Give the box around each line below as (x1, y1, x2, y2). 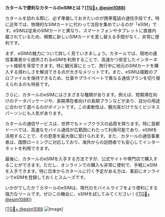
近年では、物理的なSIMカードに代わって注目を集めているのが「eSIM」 (9, 22, 153, 27)
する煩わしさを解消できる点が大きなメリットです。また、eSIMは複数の (9, 69, 153, 74)
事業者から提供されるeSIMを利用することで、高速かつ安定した (9, 57, 136, 62)
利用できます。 (22, 145, 53, 151)
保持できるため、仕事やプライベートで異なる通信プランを (31, 75, 148, 81)
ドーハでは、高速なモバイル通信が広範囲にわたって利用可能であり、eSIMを (5, 127, 158, 133)
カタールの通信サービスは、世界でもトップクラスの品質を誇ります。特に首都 (5, 121, 160, 126)
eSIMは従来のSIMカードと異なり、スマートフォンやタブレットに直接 (13, 28, 152, 34)
